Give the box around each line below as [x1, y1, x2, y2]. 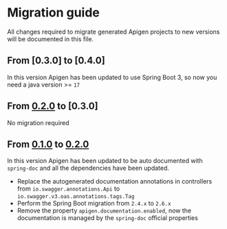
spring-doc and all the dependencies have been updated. [7, 164, 170, 173]
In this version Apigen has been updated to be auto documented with [7, 157, 203, 165]
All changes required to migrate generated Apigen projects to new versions [7, 28, 220, 36]
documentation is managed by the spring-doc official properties [17, 214, 198, 222]
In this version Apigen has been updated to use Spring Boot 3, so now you [7, 73, 217, 81]
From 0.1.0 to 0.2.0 [7, 138, 89, 150]
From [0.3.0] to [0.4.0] [7, 55, 105, 67]
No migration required [7, 118, 70, 127]
